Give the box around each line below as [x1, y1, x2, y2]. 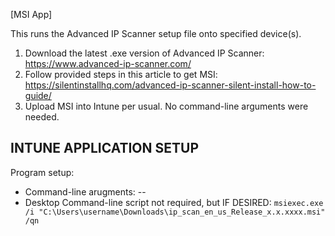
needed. [24, 111, 60, 123]
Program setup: [10, 166, 75, 178]
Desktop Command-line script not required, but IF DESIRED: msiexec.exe [24, 196, 324, 208]
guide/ [24, 90, 52, 101]
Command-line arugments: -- [24, 185, 147, 198]
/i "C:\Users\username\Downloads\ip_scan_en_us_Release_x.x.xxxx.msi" [24, 207, 326, 217]
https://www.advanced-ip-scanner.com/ [24, 58, 192, 69]
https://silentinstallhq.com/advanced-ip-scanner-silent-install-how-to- [24, 79, 317, 91]
